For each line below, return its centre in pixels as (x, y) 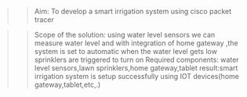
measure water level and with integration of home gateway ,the (136, 43)
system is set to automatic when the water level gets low (125, 51)
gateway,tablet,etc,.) (67, 84)
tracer (44, 20)
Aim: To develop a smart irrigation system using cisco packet (133, 11)
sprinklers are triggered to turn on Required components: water (137, 59)
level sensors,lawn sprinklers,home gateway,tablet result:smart (136, 68)
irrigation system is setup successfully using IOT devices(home (137, 76)
